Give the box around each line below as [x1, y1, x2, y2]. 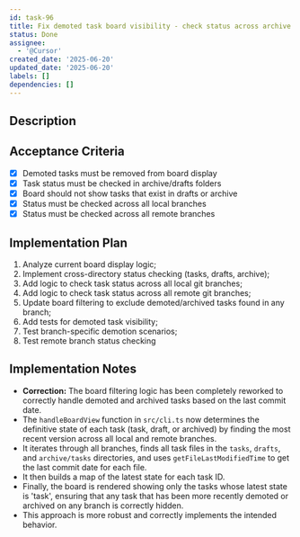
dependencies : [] [9, 80, 75, 89]
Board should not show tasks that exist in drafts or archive [22, 188, 238, 199]
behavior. [22, 519, 57, 530]
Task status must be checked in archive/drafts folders [22, 177, 222, 189]
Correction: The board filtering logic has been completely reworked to [22, 385, 284, 396]
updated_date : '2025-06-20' [9, 64, 115, 73]
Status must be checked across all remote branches [22, 209, 216, 219]
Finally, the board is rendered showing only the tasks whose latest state [22, 480, 287, 491]
